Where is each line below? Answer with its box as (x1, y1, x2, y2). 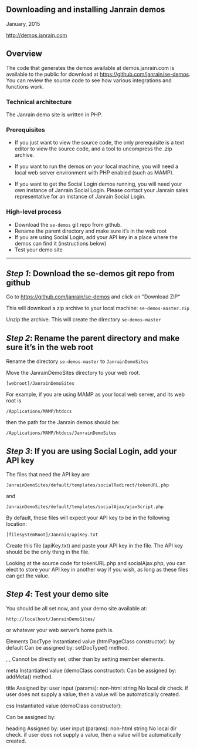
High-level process (6, 208, 62, 216)
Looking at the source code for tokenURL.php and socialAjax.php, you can (6, 559, 186, 566)
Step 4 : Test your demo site (6, 589, 109, 599)
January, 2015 (6, 20, 40, 27)
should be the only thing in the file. (6, 548, 90, 555)
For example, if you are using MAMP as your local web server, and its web (6, 391, 185, 398)
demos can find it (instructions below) (14, 240, 107, 247)
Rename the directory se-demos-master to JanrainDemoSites (6, 358, 149, 365)
